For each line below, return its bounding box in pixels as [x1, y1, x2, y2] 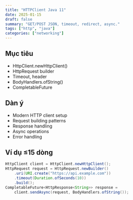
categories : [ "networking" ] [5, 31, 64, 36]
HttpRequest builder [12, 68, 54, 74]
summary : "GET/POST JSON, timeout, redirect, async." [5, 21, 120, 27]
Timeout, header [12, 74, 47, 80]
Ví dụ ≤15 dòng [5, 148, 53, 157]
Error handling [12, 134, 42, 140]
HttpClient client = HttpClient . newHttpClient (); [5, 162, 111, 167]
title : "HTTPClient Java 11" [5, 7, 66, 13]
